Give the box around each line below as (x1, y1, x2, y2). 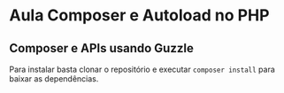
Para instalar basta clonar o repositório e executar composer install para (9, 64, 276, 74)
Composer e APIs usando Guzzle (9, 41, 195, 56)
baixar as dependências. (9, 74, 99, 84)
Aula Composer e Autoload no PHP (9, 5, 270, 26)
